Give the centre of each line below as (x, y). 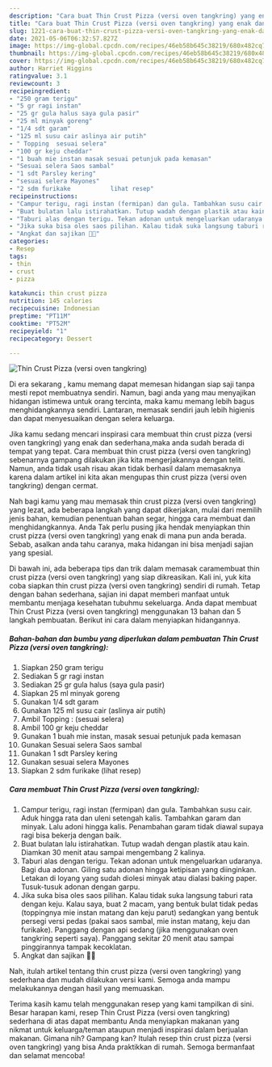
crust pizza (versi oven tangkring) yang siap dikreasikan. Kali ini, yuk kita (130, 577)
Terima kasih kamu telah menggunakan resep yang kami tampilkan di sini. (132, 1004)
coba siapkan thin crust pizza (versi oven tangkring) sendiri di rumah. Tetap (135, 586)
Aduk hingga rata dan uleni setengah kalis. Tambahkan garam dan (131, 818)
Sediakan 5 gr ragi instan (62, 677)
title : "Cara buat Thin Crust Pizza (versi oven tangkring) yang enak (130, 23)
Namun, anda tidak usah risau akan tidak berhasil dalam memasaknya (125, 469)
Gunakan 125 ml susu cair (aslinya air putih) (93, 711)
